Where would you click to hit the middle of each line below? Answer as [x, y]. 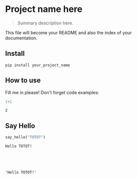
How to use [23, 81]
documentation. [21, 38]
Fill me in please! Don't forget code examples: [52, 92]
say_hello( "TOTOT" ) [25, 137]
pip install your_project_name [38, 65]
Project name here [44, 9]
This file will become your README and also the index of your [68, 32]
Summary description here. [45, 23]
